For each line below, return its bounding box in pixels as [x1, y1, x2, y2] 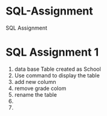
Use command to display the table [14, 71, 100, 79]
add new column [14, 78, 56, 85]
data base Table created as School [14, 65, 101, 72]
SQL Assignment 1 [5, 45, 99, 59]
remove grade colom [14, 85, 66, 92]
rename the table [14, 91, 57, 98]
